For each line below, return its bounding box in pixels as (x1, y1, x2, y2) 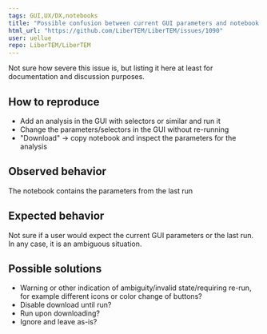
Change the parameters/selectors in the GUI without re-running (19, 125, 229, 134)
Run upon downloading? (19, 308, 100, 318)
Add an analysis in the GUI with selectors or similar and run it (19, 116, 221, 125)
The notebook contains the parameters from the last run (8, 185, 193, 196)
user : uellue (8, 34, 52, 42)
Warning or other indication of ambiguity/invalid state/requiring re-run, (19, 283, 252, 292)
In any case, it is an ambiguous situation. (8, 239, 142, 249)
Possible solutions (8, 261, 102, 276)
